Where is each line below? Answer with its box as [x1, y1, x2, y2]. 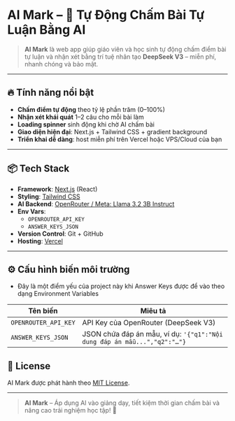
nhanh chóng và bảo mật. [24, 59, 99, 68]
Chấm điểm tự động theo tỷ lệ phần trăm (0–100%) [17, 105, 166, 113]
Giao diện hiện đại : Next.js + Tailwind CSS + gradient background [17, 127, 208, 136]
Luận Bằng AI [7, 22, 86, 38]
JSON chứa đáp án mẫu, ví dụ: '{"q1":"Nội [82, 329, 223, 339]
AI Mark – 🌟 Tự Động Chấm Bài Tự [7, 7, 205, 23]
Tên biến [28, 306, 58, 316]
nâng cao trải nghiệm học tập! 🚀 [24, 406, 117, 415]
